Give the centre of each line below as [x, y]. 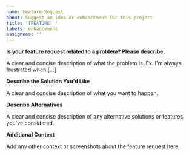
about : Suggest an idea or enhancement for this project [80, 18]
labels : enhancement [32, 29]
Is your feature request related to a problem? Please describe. [86, 51]
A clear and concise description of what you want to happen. [82, 93]
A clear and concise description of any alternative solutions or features [95, 117]
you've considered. [30, 123]
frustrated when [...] [31, 70]
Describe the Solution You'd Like [48, 82]
